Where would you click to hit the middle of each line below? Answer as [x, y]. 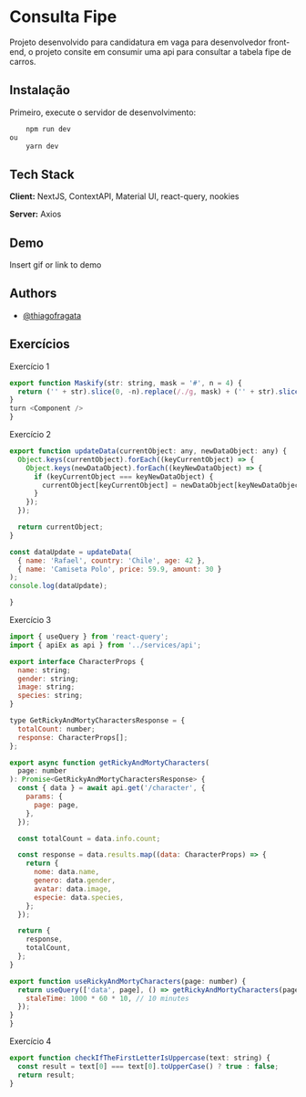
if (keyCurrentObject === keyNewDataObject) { [123, 477]
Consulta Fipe [63, 17]
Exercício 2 [31, 434]
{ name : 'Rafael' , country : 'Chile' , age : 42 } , [112, 560]
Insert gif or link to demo [56, 265]
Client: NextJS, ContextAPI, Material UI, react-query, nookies [124, 196]
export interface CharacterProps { [77, 661]
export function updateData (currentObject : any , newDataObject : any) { [148, 451]
